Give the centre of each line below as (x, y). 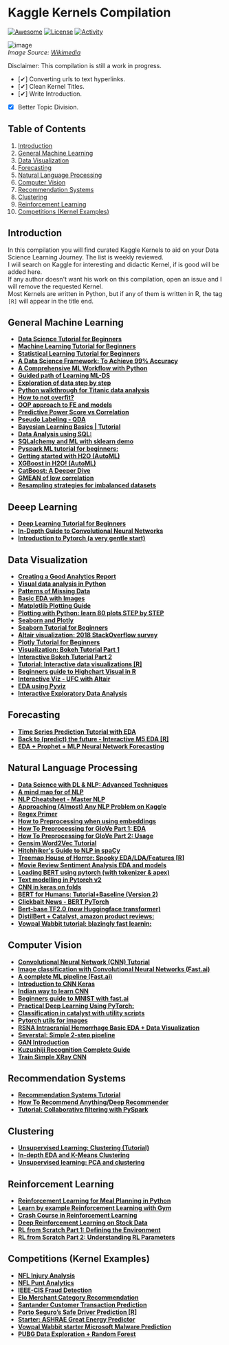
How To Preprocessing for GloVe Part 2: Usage (86, 836)
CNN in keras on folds (50, 887)
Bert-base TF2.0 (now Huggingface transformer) (89, 909)
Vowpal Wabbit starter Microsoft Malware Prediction (94, 1326)
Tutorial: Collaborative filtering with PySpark (83, 1110)
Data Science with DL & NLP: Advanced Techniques (93, 784)
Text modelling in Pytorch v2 (59, 880)
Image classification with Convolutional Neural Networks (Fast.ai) (114, 969)
